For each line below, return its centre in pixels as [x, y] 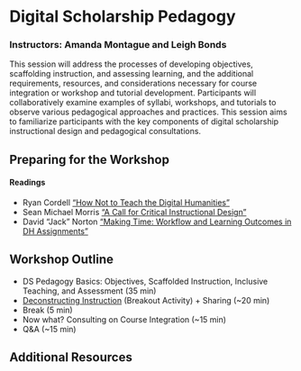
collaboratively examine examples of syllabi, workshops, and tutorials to [143, 103]
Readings [27, 183]
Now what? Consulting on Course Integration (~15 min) [124, 319]
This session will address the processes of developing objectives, [132, 64]
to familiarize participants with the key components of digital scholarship [144, 122]
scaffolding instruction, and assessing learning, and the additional [132, 74]
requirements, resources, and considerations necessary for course [133, 84]
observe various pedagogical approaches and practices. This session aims [148, 112]
